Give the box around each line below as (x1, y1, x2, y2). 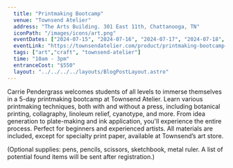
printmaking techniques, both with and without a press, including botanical (7, 102, 221, 110)
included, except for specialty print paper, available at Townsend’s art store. (7, 131, 224, 140)
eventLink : (13, 42, 45, 49)
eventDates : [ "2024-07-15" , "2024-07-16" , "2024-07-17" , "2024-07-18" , (13, 36, 225, 43)
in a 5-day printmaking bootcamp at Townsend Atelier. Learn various (7, 94, 203, 103)
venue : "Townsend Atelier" (13, 17, 92, 24)
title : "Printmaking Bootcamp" (13, 10, 104, 17)
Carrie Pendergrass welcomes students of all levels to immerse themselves (7, 87, 222, 96)
